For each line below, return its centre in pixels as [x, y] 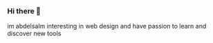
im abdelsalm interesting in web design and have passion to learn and [107, 26]
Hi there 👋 [24, 11]
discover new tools [34, 33]
